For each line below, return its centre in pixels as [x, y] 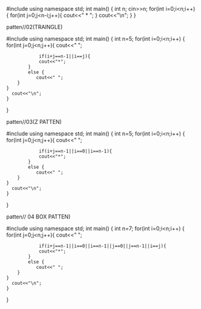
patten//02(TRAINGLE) [35, 27]
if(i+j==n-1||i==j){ [64, 56]
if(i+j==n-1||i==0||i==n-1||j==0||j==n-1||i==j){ [102, 246]
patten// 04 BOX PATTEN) [38, 217]
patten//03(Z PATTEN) [34, 122]
